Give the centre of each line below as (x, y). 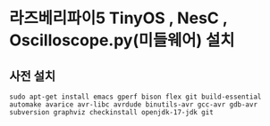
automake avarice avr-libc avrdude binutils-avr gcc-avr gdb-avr (133, 105)
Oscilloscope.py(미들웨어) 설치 (122, 40)
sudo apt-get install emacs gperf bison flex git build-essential (135, 97)
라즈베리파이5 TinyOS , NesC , (118, 18)
